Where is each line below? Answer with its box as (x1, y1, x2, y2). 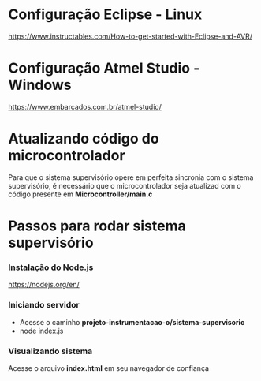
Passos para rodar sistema (8, 217, 187, 234)
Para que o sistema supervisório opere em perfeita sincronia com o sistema (8, 172, 254, 182)
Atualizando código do (8, 130, 159, 148)
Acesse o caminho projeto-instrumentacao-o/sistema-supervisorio (19, 317, 245, 327)
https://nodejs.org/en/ (8, 280, 80, 289)
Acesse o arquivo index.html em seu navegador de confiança (8, 363, 210, 372)
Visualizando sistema (8, 346, 93, 357)
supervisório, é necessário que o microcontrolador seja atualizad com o (8, 181, 242, 190)
